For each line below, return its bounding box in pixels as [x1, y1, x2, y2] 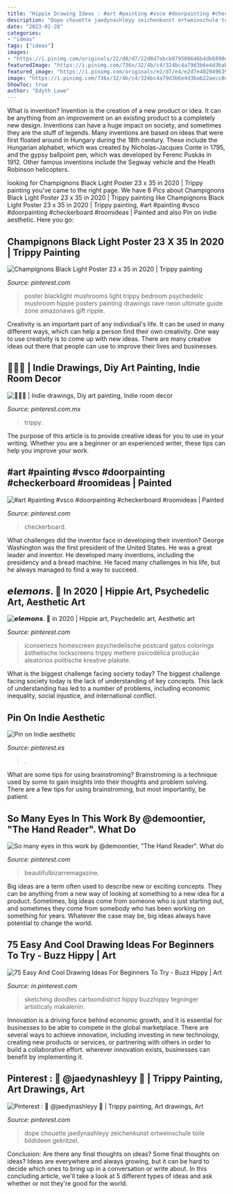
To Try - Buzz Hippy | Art [7, 950, 116, 962]
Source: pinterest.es [7, 744, 65, 752]
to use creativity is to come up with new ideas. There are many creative [7, 334, 212, 343]
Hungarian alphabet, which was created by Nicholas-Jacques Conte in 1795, [7, 143, 225, 152]
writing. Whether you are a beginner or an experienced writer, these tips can [7, 439, 225, 447]
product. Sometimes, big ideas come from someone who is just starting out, [7, 897, 224, 905]
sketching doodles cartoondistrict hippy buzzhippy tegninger [24, 995, 199, 1003]
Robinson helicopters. [7, 166, 69, 174]
